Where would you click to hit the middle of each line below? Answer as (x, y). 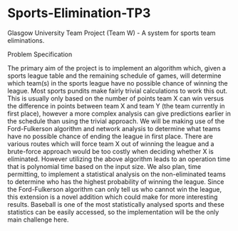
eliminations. (26, 40)
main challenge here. (38, 220)
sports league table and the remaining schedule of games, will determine (114, 76)
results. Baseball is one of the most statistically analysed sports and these (116, 204)
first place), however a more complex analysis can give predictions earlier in (119, 113)
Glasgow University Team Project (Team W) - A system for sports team (112, 33)
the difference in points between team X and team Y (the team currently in (117, 106)
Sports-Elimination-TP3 (79, 13)
